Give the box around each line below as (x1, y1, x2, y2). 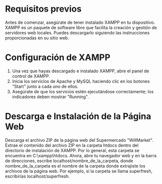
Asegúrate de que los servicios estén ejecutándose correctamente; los (12, 88, 154, 94)
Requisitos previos (5, 3, 81, 15)
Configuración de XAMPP (5, 52, 111, 63)
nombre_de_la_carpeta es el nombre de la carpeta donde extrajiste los (5, 163, 146, 168)
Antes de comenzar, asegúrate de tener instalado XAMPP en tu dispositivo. (5, 19, 155, 25)
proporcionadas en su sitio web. (5, 35, 69, 41)
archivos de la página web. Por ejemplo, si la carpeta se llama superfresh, (5, 168, 153, 174)
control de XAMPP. (12, 73, 50, 79)
